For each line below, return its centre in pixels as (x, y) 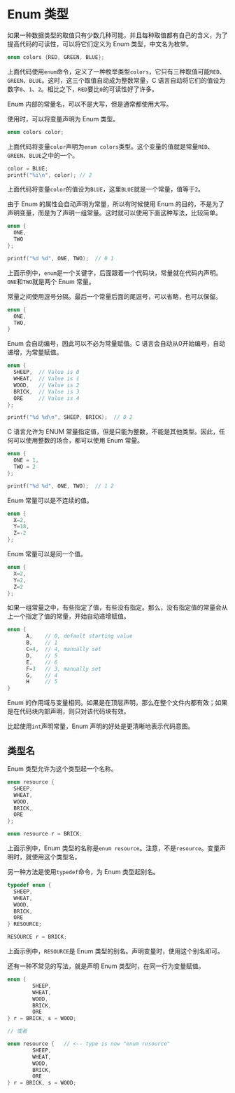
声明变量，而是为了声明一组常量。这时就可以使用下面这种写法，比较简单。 (114, 213)
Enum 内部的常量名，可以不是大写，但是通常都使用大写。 (90, 104)
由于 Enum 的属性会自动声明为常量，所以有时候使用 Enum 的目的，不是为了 (116, 204)
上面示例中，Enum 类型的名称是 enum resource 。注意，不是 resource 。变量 (114, 848)
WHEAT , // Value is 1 (47, 379)
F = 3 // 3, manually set (63, 669)
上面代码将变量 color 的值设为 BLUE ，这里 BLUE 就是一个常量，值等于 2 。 (106, 189)
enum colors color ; (36, 132)
